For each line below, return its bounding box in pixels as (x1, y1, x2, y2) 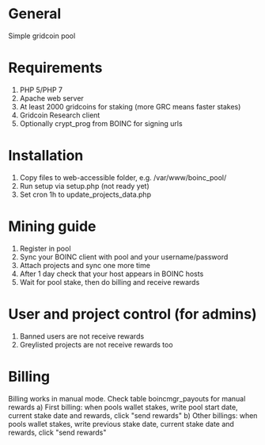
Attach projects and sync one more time (19, 260, 150, 270)
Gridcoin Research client (19, 110, 100, 120)
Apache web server (19, 93, 85, 103)
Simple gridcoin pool (8, 31, 76, 40)
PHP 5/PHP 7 (19, 85, 63, 94)
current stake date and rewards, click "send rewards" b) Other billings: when (8, 410, 258, 420)
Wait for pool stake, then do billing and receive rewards (19, 277, 200, 286)
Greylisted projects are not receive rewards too (19, 340, 173, 349)
